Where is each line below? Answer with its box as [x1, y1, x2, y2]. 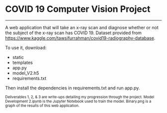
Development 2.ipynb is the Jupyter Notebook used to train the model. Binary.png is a [5, 99, 152, 104]
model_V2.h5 [12, 70, 39, 76]
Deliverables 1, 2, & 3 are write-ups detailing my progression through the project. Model [5, 94, 155, 100]
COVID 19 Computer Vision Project [5, 3, 151, 15]
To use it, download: [5, 45, 47, 51]
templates [12, 59, 33, 65]
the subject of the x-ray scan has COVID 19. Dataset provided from [5, 30, 142, 36]
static [12, 54, 24, 60]
